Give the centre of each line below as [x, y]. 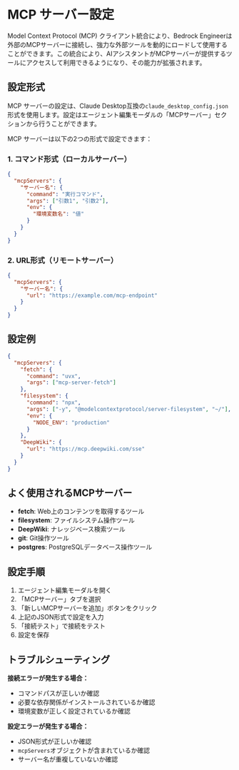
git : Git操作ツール [43, 538]
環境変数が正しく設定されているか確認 [74, 711]
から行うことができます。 [63, 123]
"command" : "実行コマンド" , [65, 194]
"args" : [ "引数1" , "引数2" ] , [67, 201]
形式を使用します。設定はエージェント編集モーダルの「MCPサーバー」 [111, 114]
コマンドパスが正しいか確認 [59, 694]
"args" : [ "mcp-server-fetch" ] [71, 383]
